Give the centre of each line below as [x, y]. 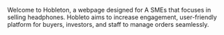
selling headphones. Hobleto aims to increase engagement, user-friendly [112, 17]
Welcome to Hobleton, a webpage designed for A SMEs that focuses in [109, 10]
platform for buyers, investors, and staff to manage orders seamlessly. [108, 24]
